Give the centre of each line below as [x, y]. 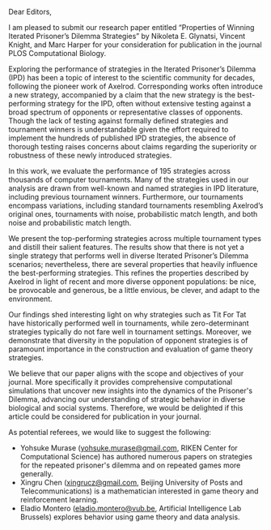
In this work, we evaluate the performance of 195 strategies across [119, 171]
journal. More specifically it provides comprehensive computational [121, 382]
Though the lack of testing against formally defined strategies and [119, 121]
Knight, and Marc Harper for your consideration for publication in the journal [135, 45]
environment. [30, 299]
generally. [37, 474]
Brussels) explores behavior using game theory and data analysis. [130, 517]
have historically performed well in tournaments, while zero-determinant [129, 323]
